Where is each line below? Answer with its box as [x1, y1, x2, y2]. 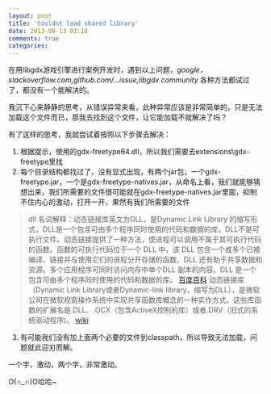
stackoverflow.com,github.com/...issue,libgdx [8, 75, 160, 85]
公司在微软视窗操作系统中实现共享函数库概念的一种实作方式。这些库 [27, 295, 255, 305]
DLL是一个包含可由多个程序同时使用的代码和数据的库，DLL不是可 [42, 224, 260, 234]
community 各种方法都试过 [161, 75, 250, 85]
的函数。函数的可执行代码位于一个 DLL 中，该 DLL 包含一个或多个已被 [27, 245, 261, 254]
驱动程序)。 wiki [35, 316, 89, 325]
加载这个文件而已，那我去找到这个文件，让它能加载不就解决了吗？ [8, 112, 227, 122]
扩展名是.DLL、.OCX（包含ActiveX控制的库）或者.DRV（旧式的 [42, 305, 252, 315]
